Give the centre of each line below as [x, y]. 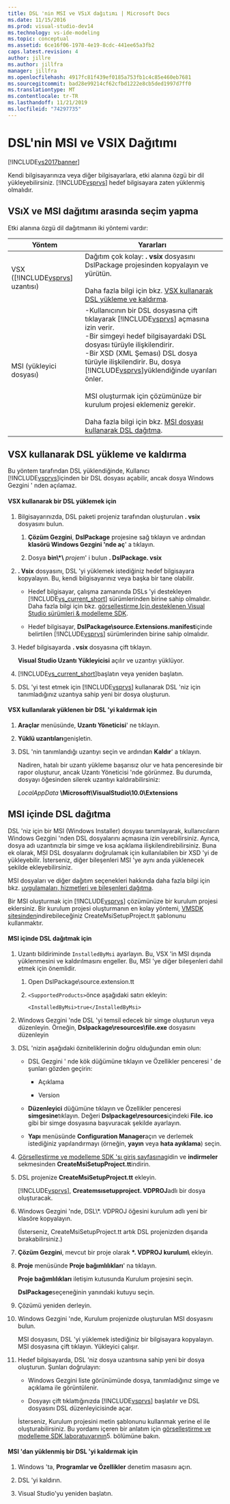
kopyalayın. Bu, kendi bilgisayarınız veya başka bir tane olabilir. [106, 578]
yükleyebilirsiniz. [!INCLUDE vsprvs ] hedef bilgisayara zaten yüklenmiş [106, 182]
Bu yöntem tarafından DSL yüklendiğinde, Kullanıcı [78, 471]
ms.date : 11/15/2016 [37, 20]
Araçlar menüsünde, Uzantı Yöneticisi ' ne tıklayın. [89, 725]
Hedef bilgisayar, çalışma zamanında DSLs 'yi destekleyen [110, 591]
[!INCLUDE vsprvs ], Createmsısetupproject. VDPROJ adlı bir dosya [111, 1190]
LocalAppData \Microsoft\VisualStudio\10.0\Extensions [98, 793]
